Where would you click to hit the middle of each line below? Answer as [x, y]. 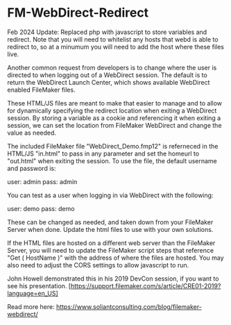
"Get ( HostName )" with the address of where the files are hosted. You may [115, 258]
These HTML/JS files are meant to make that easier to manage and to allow [115, 103]
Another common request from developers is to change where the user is [112, 67]
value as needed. [32, 133]
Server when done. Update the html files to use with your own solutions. [110, 229]
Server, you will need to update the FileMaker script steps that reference [110, 250]
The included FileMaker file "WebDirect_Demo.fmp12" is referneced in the [113, 146]
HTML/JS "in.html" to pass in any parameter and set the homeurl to [103, 153]
